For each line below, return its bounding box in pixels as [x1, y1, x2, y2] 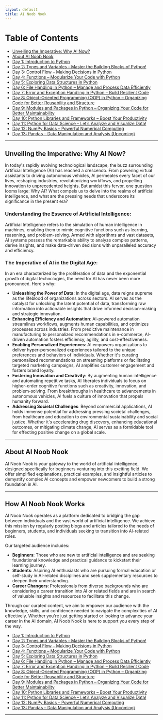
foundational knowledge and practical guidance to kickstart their [12, 557, 141, 563]
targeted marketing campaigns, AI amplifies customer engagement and [12, 362, 155, 368]
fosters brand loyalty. [12, 367, 55, 373]
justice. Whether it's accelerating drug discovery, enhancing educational [12, 419, 157, 425]
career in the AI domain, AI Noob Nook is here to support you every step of [5, 618, 155, 624]
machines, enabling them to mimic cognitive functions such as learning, [5, 226, 148, 233]
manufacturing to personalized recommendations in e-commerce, [12, 331, 144, 337]
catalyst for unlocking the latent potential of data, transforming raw [12, 300, 147, 306]
